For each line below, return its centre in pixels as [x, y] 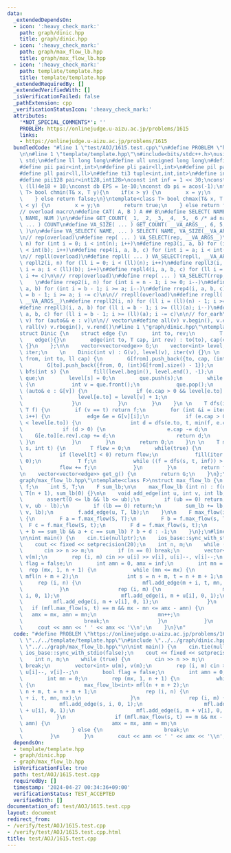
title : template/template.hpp [63, 77]
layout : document [32, 813]
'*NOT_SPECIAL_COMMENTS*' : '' [63, 122]
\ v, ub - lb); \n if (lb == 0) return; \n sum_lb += [117, 506]
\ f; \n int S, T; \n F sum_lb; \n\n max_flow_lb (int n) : [117, 487]
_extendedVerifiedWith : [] [52, 90]
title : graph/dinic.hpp [54, 39]
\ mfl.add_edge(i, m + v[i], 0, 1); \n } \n [118, 602]
